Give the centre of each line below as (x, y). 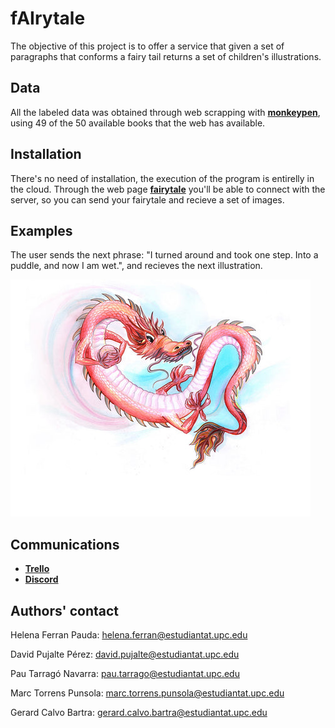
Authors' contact (65, 610)
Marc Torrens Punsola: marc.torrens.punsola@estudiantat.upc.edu (147, 693)
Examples (41, 230)
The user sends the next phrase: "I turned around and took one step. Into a (164, 255)
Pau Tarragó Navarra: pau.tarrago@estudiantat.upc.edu (125, 673)
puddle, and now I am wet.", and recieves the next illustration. (136, 266)
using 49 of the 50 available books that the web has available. (138, 123)
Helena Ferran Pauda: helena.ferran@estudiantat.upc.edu (129, 635)
